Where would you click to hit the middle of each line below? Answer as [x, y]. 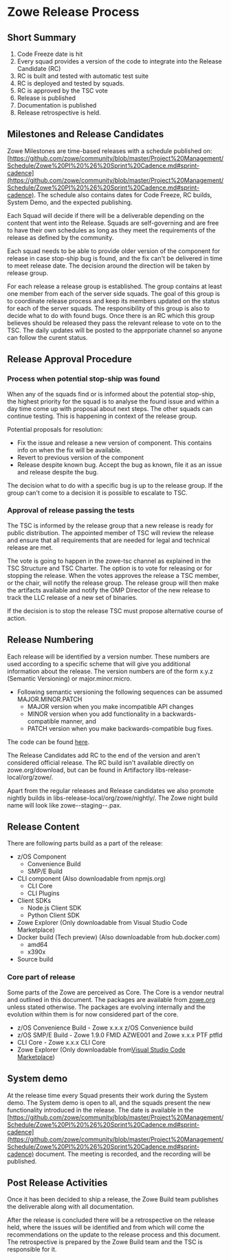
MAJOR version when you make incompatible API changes [110, 706]
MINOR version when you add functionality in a [94, 714]
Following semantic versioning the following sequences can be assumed [120, 692]
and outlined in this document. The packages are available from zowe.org [111, 999]
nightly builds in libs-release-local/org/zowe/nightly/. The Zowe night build [112, 798]
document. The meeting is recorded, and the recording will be [123, 1154]
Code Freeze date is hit [50, 54]
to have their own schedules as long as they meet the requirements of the [111, 230]
